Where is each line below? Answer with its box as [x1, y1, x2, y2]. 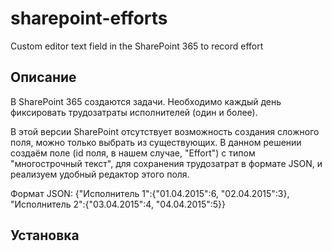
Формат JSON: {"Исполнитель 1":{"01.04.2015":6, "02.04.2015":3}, [10, 187, 290, 199]
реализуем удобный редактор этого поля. [10, 168, 190, 180]
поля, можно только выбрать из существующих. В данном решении [10, 136, 302, 148]
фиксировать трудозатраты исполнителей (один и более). [10, 106, 258, 118]
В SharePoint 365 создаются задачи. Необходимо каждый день [10, 95, 282, 107]
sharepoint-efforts [10, 7, 168, 30]
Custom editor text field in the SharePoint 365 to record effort [10, 40, 264, 52]
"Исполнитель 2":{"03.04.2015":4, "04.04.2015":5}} [10, 198, 227, 210]
